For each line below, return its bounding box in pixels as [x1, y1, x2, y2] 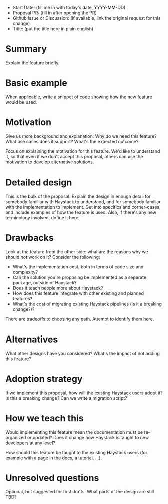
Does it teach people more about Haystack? [12, 285, 103, 291]
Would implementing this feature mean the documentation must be [5, 429, 143, 435]
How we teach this [5, 412, 84, 424]
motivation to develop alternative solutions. [5, 159, 94, 165]
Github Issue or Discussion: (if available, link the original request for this [12, 15, 161, 21]
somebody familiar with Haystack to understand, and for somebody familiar [5, 198, 161, 205]
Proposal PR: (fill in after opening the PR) [12, 10, 97, 16]
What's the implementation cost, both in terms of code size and [12, 263, 144, 270]
